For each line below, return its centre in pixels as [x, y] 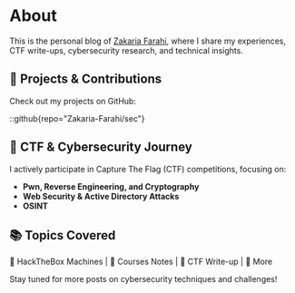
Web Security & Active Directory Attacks [101, 196]
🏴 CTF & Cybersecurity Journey [101, 147]
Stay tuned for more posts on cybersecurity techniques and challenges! [143, 279]
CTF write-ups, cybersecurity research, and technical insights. [126, 50]
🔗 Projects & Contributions [86, 79]
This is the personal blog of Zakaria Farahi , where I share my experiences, [148, 41]
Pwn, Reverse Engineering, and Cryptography [111, 186]
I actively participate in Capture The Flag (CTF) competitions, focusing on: [148, 169]
